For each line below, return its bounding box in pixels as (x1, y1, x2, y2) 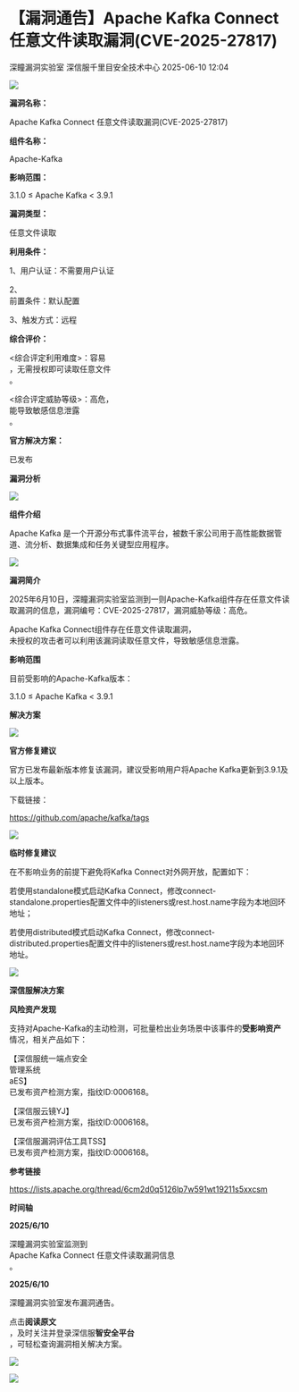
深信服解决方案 (9, 984, 64, 995)
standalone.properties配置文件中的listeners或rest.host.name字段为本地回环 (9, 896, 286, 907)
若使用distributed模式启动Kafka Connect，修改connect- (9, 926, 216, 937)
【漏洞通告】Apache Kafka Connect (9, 8, 279, 29)
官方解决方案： (9, 434, 64, 445)
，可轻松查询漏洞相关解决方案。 (9, 1338, 127, 1349)
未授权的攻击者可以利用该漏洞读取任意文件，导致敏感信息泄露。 (9, 635, 244, 645)
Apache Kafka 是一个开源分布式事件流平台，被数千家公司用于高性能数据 (9, 527, 275, 538)
